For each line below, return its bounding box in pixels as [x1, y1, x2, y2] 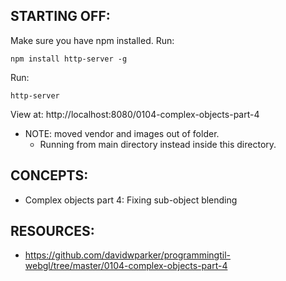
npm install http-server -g [10, 54, 128, 64]
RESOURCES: [10, 223, 95, 240]
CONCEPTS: [10, 167, 89, 184]
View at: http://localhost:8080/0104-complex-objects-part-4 [10, 108, 260, 120]
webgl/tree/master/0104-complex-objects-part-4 [24, 260, 228, 272]
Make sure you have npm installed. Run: [10, 34, 175, 46]
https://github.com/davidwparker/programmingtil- [24, 249, 231, 261]
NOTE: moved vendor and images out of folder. [24, 127, 220, 139]
